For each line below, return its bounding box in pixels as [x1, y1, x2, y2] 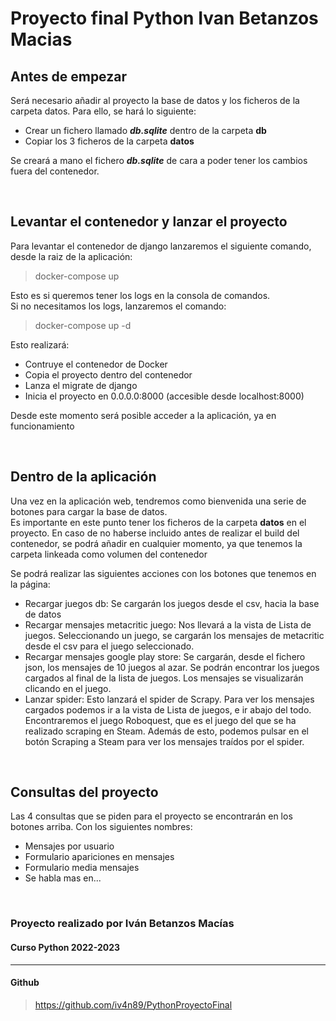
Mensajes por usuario [24, 840, 115, 852]
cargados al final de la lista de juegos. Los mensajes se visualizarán [24, 672, 304, 684]
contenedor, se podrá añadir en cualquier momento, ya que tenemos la [10, 537, 303, 549]
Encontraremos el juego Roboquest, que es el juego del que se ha [24, 714, 297, 726]
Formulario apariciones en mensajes [24, 851, 175, 863]
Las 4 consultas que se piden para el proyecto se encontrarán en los [10, 810, 293, 822]
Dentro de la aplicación [10, 468, 157, 486]
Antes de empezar [10, 68, 127, 85]
